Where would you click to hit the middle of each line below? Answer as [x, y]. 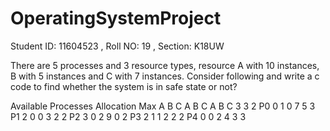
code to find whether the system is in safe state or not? [124, 86]
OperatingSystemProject [116, 18]
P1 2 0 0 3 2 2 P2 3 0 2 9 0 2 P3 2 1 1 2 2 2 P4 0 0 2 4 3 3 [128, 116]
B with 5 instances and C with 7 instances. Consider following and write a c [165, 76]
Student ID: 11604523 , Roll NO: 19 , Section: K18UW [117, 46]
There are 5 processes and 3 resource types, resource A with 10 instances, [165, 65]
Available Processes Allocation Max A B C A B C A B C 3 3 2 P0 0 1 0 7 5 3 [163, 106]
